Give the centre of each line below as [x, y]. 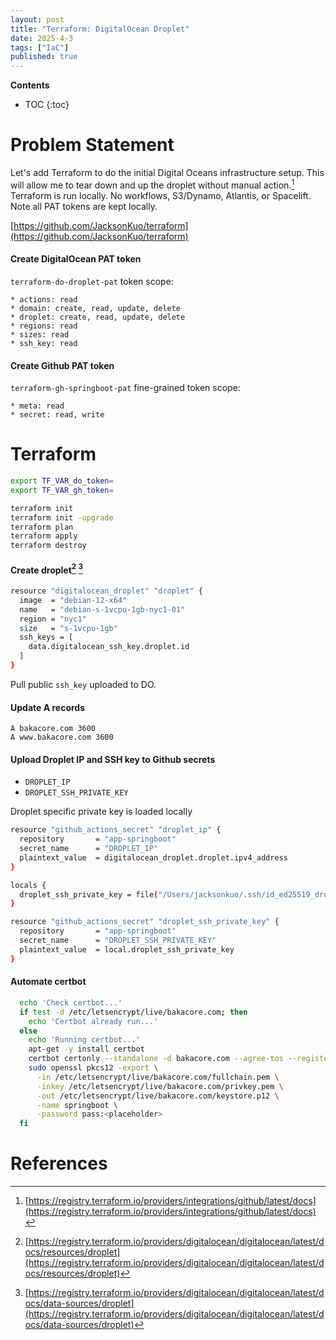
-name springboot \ [77, 1105]
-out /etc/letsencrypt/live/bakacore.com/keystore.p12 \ [158, 1096]
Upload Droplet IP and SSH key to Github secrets [113, 759]
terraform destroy [48, 546]
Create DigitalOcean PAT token [76, 259]
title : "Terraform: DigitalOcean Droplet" [100, 29]
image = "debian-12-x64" [73, 600]
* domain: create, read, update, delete [96, 308]
